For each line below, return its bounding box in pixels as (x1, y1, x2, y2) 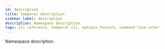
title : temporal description (5, 12, 65, 16)
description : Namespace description (5, 20, 80, 26)
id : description (5, 7, 38, 12)
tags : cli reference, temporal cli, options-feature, (5, 25, 118, 30)
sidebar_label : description (5, 16, 63, 21)
